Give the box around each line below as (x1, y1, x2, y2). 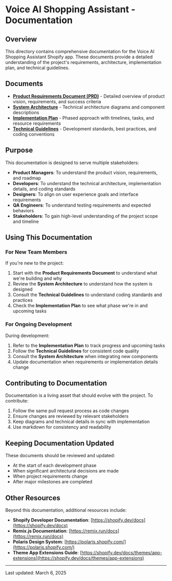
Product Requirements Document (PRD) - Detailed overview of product (12, 93, 165, 99)
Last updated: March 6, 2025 (5, 570, 67, 576)
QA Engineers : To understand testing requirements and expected (12, 202, 151, 208)
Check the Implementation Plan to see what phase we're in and (12, 303, 148, 309)
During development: (5, 332, 50, 339)
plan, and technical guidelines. (5, 65, 70, 71)
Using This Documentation (5, 233, 93, 242)
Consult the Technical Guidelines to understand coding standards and (12, 292, 162, 298)
